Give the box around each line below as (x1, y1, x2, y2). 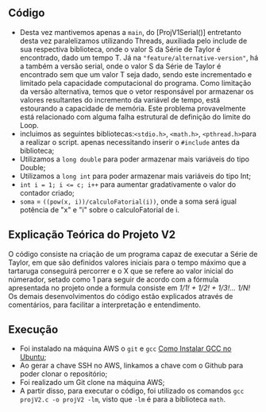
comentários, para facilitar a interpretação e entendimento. (8, 300, 201, 309)
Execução (8, 323, 59, 336)
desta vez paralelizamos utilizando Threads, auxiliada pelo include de (19, 36, 248, 45)
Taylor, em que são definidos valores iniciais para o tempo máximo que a (8, 258, 247, 267)
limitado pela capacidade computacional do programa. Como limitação (19, 78, 252, 87)
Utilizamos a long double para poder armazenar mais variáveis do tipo (19, 154, 250, 164)
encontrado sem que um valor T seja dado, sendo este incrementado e (19, 69, 253, 79)
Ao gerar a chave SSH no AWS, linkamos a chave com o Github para (19, 361, 244, 371)
